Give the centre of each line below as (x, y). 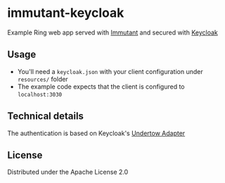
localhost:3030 (40, 94)
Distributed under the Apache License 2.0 (68, 172)
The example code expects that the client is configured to (101, 87)
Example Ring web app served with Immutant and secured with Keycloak (112, 32)
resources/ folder (43, 79)
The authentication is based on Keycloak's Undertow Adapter (96, 133)
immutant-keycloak (66, 13)
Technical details (46, 116)
